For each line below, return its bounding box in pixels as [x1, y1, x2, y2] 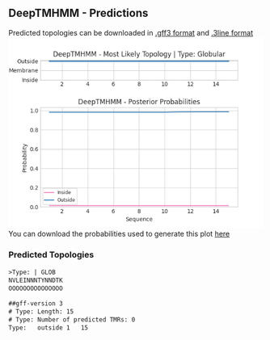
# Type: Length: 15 [8, 308, 74, 316]
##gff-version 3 [8, 300, 63, 308]
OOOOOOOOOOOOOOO [8, 284, 63, 293]
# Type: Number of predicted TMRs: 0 [8, 316, 136, 324]
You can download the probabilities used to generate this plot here [8, 229, 230, 238]
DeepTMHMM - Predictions [8, 6, 149, 20]
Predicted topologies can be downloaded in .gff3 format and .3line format [8, 27, 254, 37]
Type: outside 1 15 [8, 324, 89, 332]
